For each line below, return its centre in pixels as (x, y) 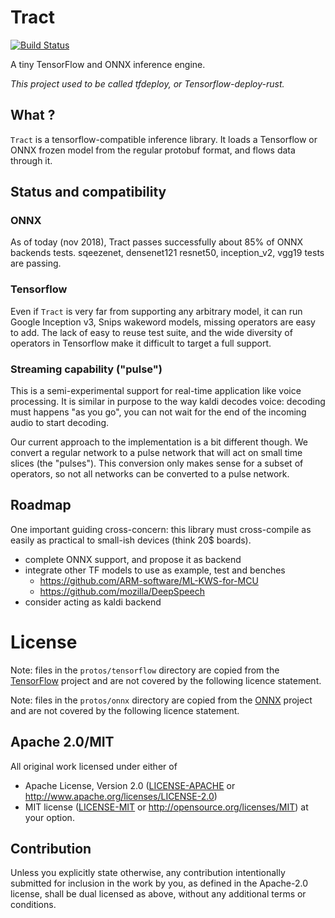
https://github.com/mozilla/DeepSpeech (122, 591)
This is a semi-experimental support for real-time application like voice (156, 391)
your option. (49, 817)
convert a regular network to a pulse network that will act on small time (156, 453)
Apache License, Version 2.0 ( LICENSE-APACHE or (130, 785)
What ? (33, 115)
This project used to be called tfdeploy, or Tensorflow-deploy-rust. (147, 83)
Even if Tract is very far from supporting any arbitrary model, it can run (156, 311)
